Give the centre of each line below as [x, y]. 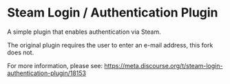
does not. [21, 52]
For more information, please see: [55, 65]
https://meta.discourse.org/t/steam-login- [164, 65]
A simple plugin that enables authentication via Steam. [84, 32]
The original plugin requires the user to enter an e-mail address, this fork [110, 45]
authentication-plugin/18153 [47, 73]
